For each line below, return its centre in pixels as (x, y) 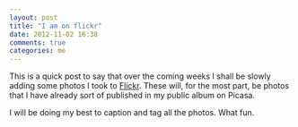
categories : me (38, 51)
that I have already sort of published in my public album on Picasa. (132, 96)
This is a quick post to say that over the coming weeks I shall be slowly (140, 76)
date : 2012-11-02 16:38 (54, 34)
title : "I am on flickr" (56, 26)
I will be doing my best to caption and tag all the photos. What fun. (132, 113)
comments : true (38, 42)
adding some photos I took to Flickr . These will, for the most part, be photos (149, 86)
